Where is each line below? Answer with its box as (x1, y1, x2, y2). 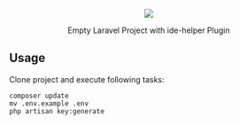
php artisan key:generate (9, 106, 104, 115)
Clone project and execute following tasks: (9, 74, 165, 84)
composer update (9, 91, 69, 100)
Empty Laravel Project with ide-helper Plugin (67, 25, 230, 35)
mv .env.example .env (9, 98, 89, 108)
